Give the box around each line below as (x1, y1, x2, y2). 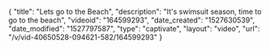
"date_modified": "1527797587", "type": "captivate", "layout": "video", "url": (8, 24, 260, 33)
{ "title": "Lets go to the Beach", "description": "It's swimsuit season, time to (8, 7, 262, 16)
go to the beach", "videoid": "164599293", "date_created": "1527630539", (8, 15, 255, 25)
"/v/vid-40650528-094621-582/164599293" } (8, 32, 163, 42)
